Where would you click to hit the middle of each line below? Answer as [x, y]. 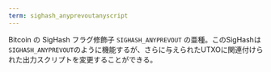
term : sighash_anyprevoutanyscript [68, 16]
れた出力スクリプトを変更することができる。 [83, 59]
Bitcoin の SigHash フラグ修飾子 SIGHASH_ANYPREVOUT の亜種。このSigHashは [135, 39]
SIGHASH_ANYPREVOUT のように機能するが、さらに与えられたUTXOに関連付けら [136, 50]
